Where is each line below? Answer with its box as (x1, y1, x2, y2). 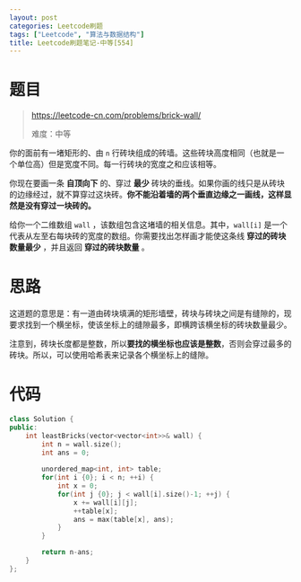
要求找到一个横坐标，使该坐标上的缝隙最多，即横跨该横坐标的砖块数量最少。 (9, 320, 292, 331)
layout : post (9, 13, 58, 22)
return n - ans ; (41, 548, 94, 557)
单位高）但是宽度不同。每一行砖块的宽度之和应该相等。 (16, 159, 221, 170)
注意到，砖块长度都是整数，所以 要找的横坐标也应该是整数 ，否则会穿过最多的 (9, 339, 292, 349)
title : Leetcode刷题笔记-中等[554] (9, 38, 134, 48)
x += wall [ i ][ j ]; (73, 498, 139, 507)
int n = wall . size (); (41, 439, 123, 449)
